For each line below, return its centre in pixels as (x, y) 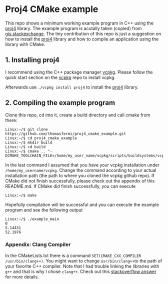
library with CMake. (25, 44)
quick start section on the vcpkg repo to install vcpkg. (60, 77)
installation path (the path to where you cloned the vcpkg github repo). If (80, 175)
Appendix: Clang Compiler (38, 244)
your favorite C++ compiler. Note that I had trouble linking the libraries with (82, 266)
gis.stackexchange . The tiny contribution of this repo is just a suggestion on (83, 33)
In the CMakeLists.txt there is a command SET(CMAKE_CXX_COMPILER (73, 255)
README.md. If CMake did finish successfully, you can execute (70, 186)
